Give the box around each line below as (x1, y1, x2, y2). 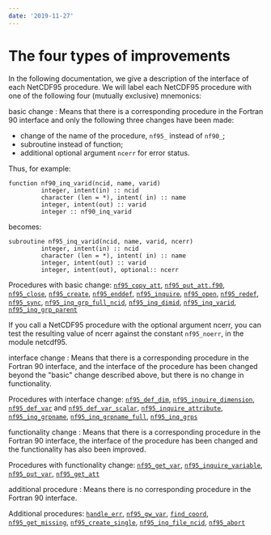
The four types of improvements (8, 46, 231, 65)
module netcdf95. (8, 337, 68, 346)
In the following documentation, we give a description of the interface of (8, 74, 249, 83)
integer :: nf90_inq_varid (40, 207, 132, 215)
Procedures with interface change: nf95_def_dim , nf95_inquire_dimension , (8, 394, 255, 404)
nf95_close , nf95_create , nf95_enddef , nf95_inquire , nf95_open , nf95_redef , (8, 288, 259, 298)
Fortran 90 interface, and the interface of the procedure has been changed (8, 361, 258, 371)
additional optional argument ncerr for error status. (19, 147, 190, 158)
